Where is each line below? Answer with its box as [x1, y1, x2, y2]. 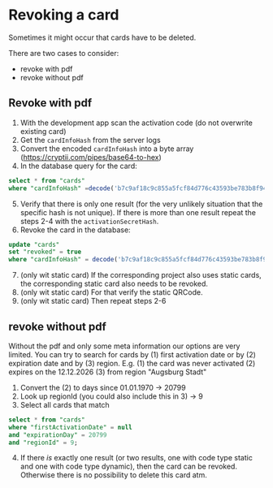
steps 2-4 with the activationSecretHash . [19, 216, 159, 226]
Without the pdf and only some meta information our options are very [8, 341, 240, 351]
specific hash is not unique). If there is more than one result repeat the [19, 207, 257, 217]
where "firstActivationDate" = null [8, 423, 132, 431]
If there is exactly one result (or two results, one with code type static [19, 453, 253, 463]
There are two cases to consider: [8, 48, 119, 58]
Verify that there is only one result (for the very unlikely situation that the [19, 199, 263, 209]
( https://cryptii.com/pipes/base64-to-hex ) [19, 152, 162, 162]
